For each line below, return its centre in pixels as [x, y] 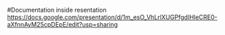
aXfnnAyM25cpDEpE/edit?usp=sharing [63, 24]
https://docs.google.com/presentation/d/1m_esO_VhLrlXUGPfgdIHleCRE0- [112, 17]
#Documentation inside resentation [57, 10]
